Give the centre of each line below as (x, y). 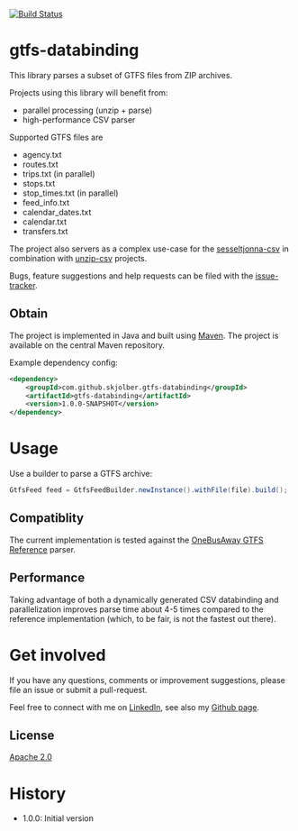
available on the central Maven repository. (87, 345)
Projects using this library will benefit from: (89, 92)
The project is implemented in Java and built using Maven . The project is (144, 335)
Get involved (58, 655)
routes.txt (40, 164)
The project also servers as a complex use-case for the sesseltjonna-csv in (149, 249)
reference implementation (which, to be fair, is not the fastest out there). (143, 618)
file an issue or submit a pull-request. (78, 689)
